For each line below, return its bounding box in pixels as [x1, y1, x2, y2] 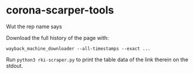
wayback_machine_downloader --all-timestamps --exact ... [6, 45, 151, 52]
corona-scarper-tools [6, 4, 114, 17]
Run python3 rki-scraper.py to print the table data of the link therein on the [6, 56, 189, 63]
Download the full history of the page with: [6, 34, 110, 41]
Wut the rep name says [6, 23, 63, 30]
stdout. [6, 62, 23, 69]
